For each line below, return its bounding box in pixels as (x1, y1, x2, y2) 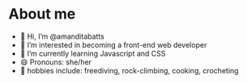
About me (8, 5, 76, 23)
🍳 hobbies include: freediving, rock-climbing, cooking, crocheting (19, 65, 239, 75)
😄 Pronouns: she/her (19, 57, 92, 67)
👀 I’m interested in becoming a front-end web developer (19, 39, 207, 49)
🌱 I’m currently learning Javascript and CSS (19, 48, 166, 58)
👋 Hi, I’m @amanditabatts (19, 31, 105, 41)
